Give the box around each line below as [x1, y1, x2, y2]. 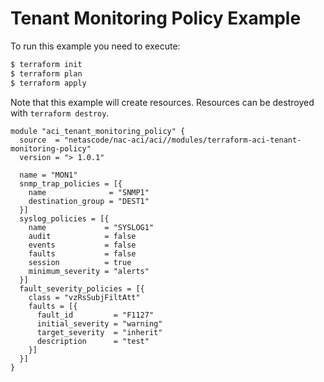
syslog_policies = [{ [19, 213, 110, 224]
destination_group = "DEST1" [28, 196, 150, 206]
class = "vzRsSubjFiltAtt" [28, 292, 141, 302]
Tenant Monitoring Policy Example [10, 7, 302, 30]
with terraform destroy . [10, 107, 110, 119]
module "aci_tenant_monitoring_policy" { [10, 126, 186, 136]
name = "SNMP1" [28, 187, 150, 197]
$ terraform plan [10, 68, 83, 79]
